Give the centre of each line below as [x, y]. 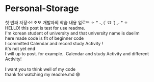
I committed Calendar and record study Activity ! [54, 43]
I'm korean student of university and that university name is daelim [72, 33]
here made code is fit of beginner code [45, 38]
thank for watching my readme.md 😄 [43, 74]
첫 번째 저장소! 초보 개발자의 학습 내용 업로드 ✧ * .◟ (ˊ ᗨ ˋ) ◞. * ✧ [67, 22]
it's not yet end [20, 49]
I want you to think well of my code [40, 69]
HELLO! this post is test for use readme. [45, 28]
